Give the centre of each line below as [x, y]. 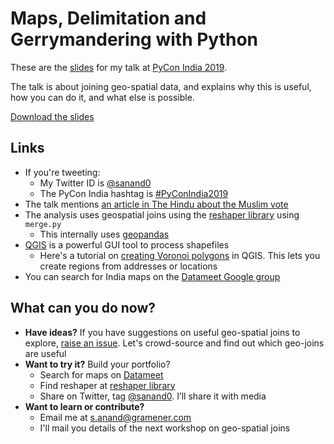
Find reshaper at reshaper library [107, 385]
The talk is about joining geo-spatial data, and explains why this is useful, [161, 86]
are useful [45, 353]
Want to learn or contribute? [84, 406]
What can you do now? [83, 308]
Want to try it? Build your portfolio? [97, 364]
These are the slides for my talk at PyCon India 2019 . [119, 67]
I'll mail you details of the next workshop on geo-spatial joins [165, 428]
